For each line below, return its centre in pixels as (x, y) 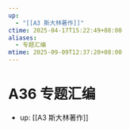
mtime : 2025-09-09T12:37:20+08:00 (65, 52)
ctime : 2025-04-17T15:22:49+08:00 (65, 30)
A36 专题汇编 (52, 94)
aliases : (23, 38)
